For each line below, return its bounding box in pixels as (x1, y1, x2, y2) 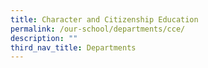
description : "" (10, 33, 78, 43)
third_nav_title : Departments (10, 42, 137, 53)
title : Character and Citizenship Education (10, 14, 199, 25)
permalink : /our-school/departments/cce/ (10, 24, 186, 34)
